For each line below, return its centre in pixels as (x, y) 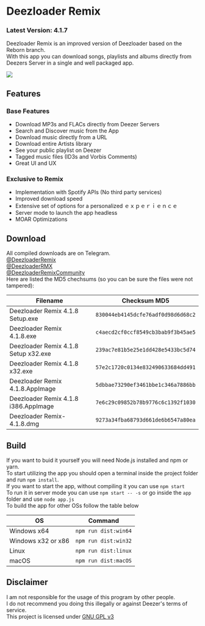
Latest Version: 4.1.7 (37, 31)
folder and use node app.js (40, 499)
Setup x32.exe (30, 354)
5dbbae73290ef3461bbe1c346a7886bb (146, 385)
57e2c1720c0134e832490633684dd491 (146, 368)
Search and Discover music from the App (67, 131)
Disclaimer (27, 582)
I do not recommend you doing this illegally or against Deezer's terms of (97, 603)
